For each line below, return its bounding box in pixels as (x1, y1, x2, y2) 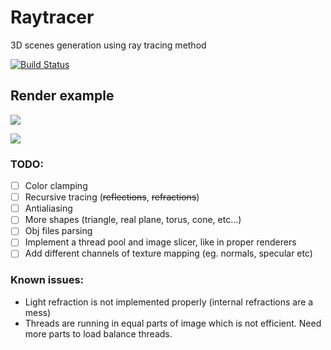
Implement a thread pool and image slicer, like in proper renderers (24, 236, 297, 248)
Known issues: (10, 273, 85, 287)
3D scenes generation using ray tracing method (10, 39, 207, 51)
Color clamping (24, 180, 88, 192)
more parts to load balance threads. (24, 327, 173, 340)
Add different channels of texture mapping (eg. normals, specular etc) (24, 247, 313, 260)
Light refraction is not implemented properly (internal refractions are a (24, 296, 314, 308)
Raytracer (10, 6, 95, 29)
